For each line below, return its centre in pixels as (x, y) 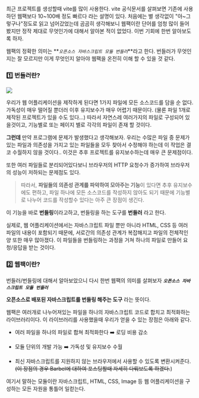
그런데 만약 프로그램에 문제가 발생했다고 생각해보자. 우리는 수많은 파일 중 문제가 (98, 137)
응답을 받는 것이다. (34, 247)
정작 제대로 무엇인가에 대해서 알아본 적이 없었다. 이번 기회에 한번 (96, 31)
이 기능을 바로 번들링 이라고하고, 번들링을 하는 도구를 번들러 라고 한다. (86, 212)
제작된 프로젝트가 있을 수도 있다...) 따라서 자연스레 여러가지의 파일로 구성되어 (95, 117)
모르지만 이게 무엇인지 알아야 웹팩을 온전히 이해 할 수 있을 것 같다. (99, 59)
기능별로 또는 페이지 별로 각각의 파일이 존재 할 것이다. (90, 125)
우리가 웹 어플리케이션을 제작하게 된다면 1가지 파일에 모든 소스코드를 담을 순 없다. (100, 102)
